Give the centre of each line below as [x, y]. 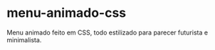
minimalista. [24, 39]
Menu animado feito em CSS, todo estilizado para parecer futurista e [107, 32]
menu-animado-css [67, 13]
